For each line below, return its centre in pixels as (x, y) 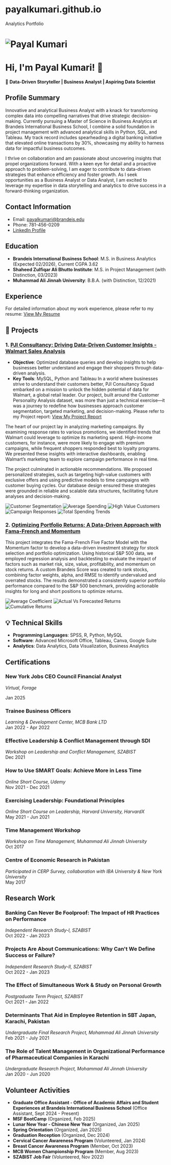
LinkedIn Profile (29, 230)
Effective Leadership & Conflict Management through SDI (78, 741)
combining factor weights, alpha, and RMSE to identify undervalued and (81, 575)
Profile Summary (33, 98)
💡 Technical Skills (34, 623)
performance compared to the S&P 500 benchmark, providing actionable (82, 586)
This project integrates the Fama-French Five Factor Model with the (76, 542)
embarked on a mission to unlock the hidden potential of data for (81, 389)
